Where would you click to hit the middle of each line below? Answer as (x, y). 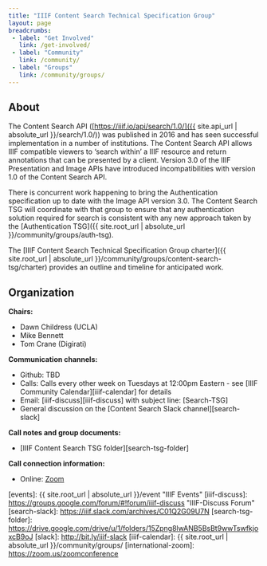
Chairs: (21, 312)
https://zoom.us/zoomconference (63, 554)
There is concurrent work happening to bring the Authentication (113, 193)
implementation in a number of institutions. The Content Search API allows (130, 143)
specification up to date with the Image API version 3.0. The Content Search (133, 201)
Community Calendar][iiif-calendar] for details (96, 392)
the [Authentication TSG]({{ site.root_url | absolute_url (97, 226)
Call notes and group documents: (65, 433)
